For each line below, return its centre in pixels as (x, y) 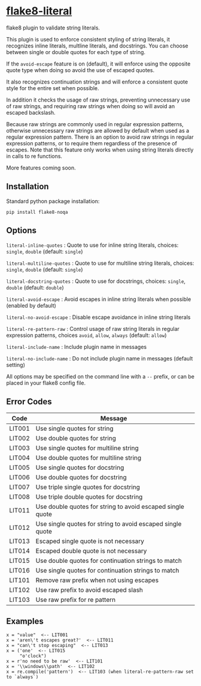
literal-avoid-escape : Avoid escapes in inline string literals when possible (99, 299)
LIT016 (19, 571)
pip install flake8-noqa (37, 212)
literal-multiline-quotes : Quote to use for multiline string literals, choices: (100, 263)
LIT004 (19, 458)
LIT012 (19, 528)
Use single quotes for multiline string (87, 448)
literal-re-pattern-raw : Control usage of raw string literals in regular (93, 329)
